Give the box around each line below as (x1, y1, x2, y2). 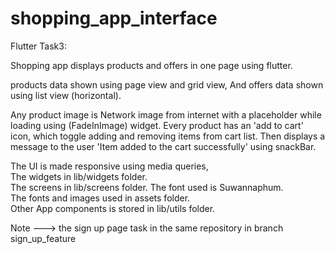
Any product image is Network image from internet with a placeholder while (10, 108, 322, 121)
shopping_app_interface (10, 7, 218, 30)
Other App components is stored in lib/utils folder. (10, 202, 216, 214)
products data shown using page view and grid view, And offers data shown (10, 78, 324, 91)
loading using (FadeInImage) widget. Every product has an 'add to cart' (10, 119, 304, 131)
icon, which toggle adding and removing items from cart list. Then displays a (10, 130, 326, 142)
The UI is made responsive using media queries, (10, 160, 209, 172)
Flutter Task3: (10, 40, 67, 52)
